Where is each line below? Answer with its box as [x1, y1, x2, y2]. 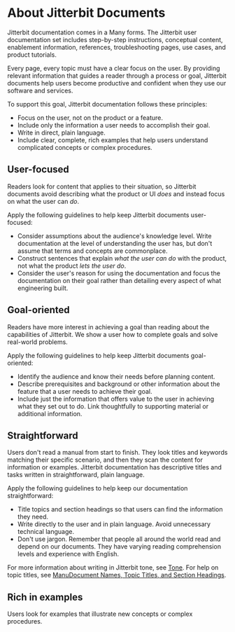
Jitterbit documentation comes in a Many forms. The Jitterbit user [7, 28, 197, 36]
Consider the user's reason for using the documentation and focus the [17, 268, 220, 277]
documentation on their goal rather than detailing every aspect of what [17, 276, 222, 284]
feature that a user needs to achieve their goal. [17, 387, 152, 395]
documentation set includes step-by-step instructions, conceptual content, [7, 35, 223, 43]
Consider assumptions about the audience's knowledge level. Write [17, 231, 212, 240]
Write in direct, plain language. [17, 128, 106, 137]
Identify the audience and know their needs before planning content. [17, 372, 215, 380]
